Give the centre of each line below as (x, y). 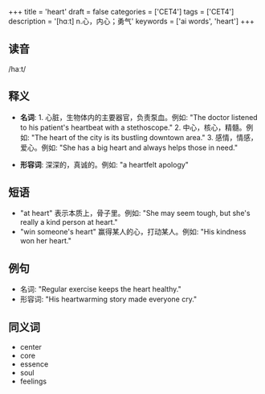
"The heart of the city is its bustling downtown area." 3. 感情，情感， (145, 137)
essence (34, 364)
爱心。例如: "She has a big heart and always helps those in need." (129, 147)
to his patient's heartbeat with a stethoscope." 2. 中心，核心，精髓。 (133, 127)
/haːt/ (17, 68)
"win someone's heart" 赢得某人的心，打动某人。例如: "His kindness (133, 232)
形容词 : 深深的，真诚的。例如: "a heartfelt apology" (104, 164)
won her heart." (46, 241)
